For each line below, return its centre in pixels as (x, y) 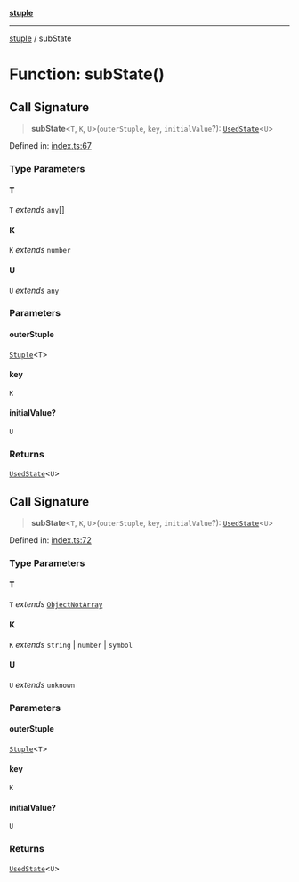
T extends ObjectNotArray (56, 604)
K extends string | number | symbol (71, 644)
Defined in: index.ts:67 (50, 146)
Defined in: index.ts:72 (50, 540)
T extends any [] (37, 210)
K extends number (40, 250)
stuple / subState (40, 38)
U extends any (34, 290)
